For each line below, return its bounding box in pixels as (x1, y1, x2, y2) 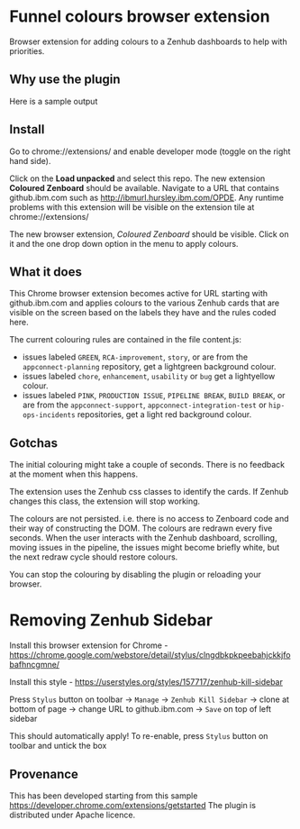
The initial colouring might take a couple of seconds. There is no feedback (9, 460, 286, 470)
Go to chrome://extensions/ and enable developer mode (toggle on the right (9, 146, 291, 157)
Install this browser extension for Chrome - (9, 640, 168, 651)
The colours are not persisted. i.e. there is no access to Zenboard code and (9, 514, 290, 524)
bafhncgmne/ (9, 660, 60, 670)
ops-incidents (22, 411, 76, 420)
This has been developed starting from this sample (9, 790, 198, 801)
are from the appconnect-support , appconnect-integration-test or (22, 399, 268, 411)
